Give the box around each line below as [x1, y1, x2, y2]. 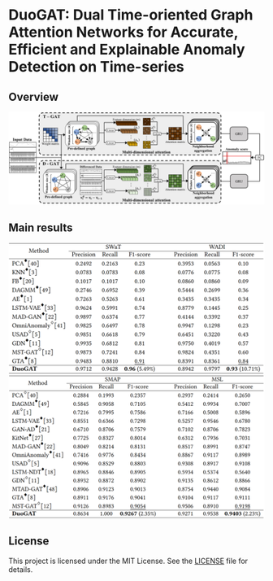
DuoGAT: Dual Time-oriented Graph [8, 6, 253, 24]
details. [8, 564, 33, 574]
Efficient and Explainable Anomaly [8, 41, 245, 59]
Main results [8, 221, 73, 234]
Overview [8, 90, 59, 103]
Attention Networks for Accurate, [8, 23, 238, 41]
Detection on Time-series [8, 58, 184, 76]
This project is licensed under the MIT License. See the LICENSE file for [8, 556, 249, 566]
